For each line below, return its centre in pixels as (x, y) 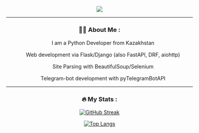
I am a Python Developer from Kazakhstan (103, 43)
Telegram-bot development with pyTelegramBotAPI (103, 79)
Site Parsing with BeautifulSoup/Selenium (103, 67)
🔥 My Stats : (99, 99)
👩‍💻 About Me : (99, 30)
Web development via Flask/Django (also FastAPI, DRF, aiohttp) (103, 55)
